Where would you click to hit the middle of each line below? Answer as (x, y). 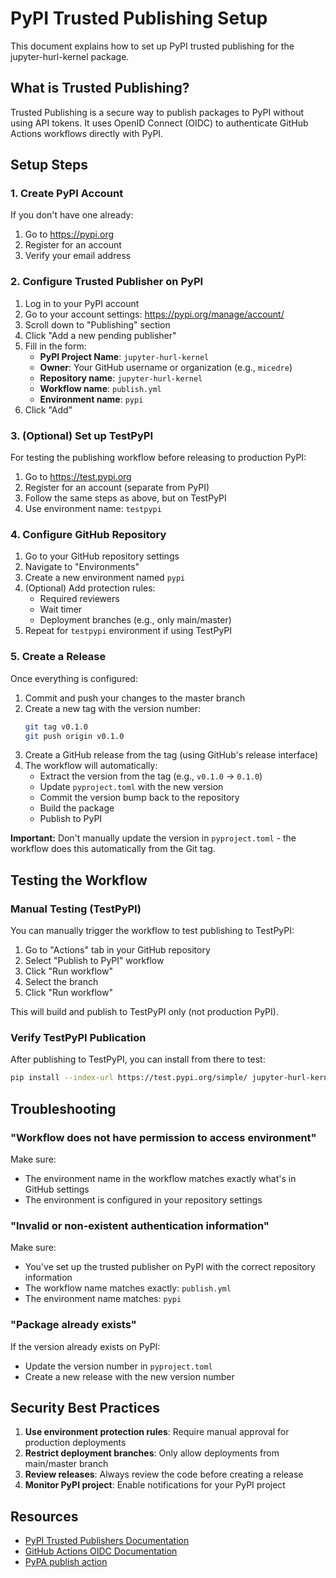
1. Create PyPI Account (67, 194)
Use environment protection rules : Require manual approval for (157, 1432)
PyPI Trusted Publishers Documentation (107, 1541)
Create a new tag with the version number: (113, 708)
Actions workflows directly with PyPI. (87, 133)
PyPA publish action (66, 1562)
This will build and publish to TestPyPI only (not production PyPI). (144, 1012)
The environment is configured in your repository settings (143, 1199)
